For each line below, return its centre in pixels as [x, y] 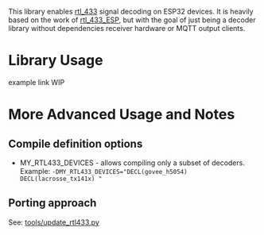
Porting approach [52, 203]
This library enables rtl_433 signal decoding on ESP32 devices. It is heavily [131, 12]
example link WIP [37, 82]
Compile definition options [76, 143]
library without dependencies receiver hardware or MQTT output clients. [127, 28]
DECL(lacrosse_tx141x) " [61, 179]
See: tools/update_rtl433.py [54, 222]
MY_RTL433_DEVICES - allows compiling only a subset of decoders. [132, 163]
